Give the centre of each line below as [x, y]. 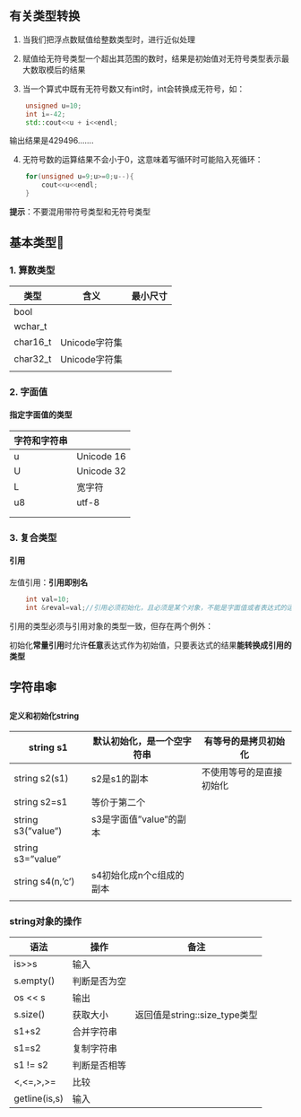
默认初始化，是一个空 [138, 741]
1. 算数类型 [32, 270]
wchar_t [30, 326]
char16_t [33, 342]
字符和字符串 [41, 441]
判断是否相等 [99, 1065]
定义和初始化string [44, 715]
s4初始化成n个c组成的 [138, 876]
